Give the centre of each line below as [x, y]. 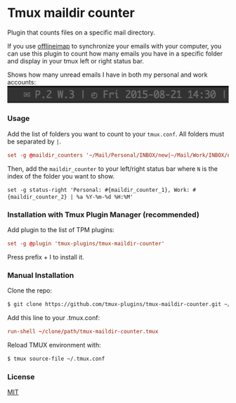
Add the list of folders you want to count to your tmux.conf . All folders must [116, 134]
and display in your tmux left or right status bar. [76, 60]
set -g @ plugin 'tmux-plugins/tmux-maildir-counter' [86, 244]
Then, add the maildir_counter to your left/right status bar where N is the [113, 168]
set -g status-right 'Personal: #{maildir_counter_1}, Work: [99, 190]
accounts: [22, 82]
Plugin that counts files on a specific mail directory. [81, 32]
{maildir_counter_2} [38, 197]
